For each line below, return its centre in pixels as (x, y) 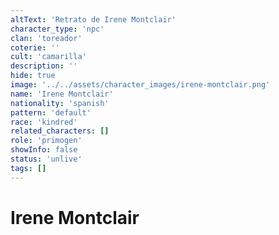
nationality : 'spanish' (60, 103)
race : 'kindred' (44, 122)
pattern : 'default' (51, 112)
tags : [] (28, 168)
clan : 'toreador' (46, 38)
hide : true (33, 76)
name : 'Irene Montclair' (62, 94)
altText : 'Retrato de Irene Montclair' (93, 19)
